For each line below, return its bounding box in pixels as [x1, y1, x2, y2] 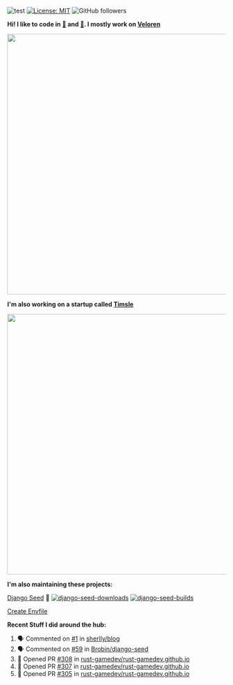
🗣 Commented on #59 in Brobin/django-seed [17, 645, 149, 653]
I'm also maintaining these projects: [7, 580, 113, 588]
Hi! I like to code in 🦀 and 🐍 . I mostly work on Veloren [7, 20, 161, 28]
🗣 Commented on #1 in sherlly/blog [17, 634, 120, 643]
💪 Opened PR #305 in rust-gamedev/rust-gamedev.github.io [17, 670, 190, 677]
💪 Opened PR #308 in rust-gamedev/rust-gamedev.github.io [17, 655, 190, 663]
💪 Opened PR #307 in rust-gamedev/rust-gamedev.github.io [17, 662, 189, 670]
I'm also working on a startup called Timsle [7, 300, 134, 308]
